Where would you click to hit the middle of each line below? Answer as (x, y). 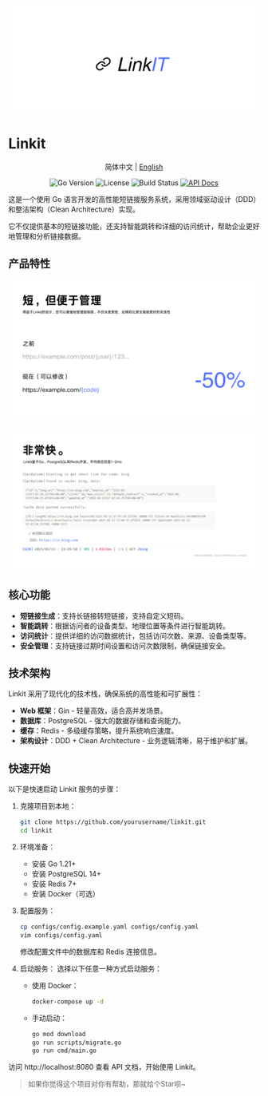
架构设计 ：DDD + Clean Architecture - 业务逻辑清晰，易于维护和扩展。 (136, 741)
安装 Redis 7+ (54, 884)
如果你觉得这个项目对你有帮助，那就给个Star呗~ (106, 1084)
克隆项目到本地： (48, 806)
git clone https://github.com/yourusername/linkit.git (113, 822)
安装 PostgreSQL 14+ (66, 874)
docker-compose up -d (67, 1001)
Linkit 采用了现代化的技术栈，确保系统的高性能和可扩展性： (106, 694)
